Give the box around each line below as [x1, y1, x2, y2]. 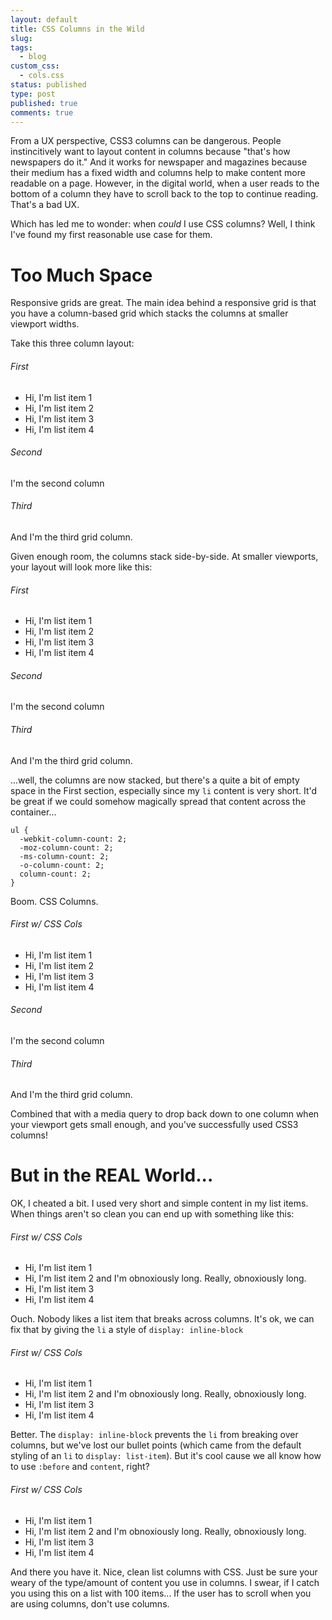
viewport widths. [10, 318, 80, 330]
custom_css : [10, 61, 60, 71]
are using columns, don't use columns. [10, 1597, 170, 1610]
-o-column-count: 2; [19, 860, 105, 870]
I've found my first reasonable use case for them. [10, 229, 213, 241]
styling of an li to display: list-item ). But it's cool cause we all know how [10, 1450, 322, 1462]
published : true [10, 98, 78, 108]
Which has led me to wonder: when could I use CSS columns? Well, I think [10, 218, 316, 230]
